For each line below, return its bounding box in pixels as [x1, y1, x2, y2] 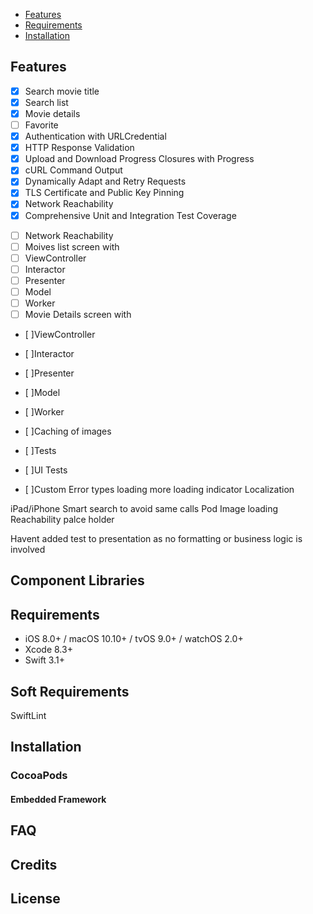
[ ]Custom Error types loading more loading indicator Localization [24, 484, 295, 496]
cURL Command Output [24, 164, 123, 176]
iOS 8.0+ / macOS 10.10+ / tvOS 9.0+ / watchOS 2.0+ [24, 633, 244, 645]
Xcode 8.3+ [24, 644, 73, 656]
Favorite [24, 119, 59, 131]
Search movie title [24, 85, 100, 97]
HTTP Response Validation [24, 142, 135, 154]
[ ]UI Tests [24, 464, 68, 476]
